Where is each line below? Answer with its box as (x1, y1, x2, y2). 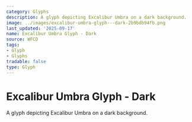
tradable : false (6, 58, 46, 64)
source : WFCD (6, 36, 39, 42)
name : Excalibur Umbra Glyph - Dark (6, 31, 97, 37)
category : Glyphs (6, 8, 49, 15)
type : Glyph (6, 64, 36, 70)
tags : (6, 42, 20, 48)
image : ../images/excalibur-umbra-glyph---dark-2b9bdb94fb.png (6, 20, 166, 26)
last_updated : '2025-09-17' (6, 25, 76, 32)
